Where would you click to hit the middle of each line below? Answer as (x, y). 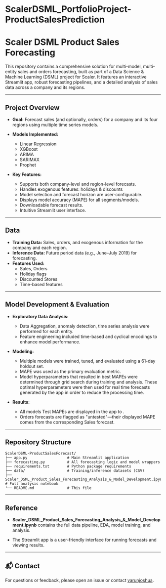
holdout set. (32, 366)
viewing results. (28, 545)
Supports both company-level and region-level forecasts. (78, 184)
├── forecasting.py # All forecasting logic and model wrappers (83, 462)
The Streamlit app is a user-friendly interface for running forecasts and (84, 540)
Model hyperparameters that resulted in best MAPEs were (79, 377)
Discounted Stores (39, 279)
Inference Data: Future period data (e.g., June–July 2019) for (75, 252)
